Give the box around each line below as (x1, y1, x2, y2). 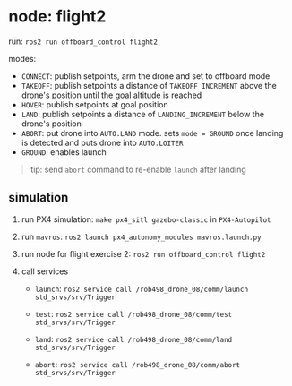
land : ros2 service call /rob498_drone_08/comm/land (34, 333, 233, 344)
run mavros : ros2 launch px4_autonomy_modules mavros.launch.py (21, 231, 262, 242)
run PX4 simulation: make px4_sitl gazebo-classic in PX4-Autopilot (21, 213, 271, 225)
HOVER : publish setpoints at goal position (21, 99, 168, 109)
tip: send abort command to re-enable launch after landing (30, 164, 247, 175)
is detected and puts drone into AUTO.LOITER (21, 137, 184, 148)
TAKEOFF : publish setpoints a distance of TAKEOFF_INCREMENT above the (21, 80, 277, 90)
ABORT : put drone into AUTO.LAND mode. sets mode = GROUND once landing (21, 127, 284, 138)
